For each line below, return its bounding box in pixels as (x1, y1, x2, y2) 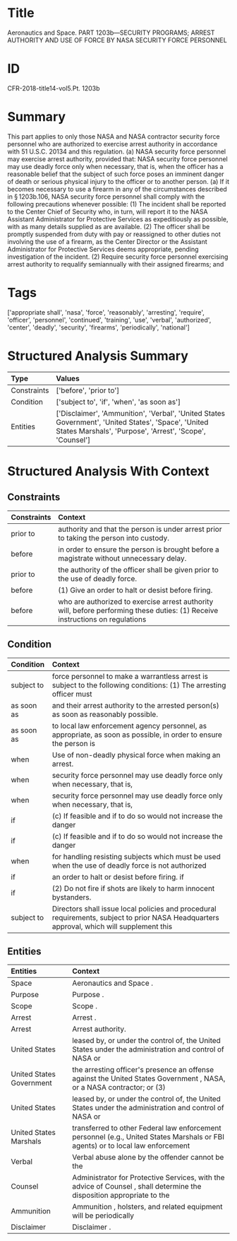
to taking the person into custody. (58, 532, 169, 542)
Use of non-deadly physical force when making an (51, 750, 221, 759)
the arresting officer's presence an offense (71, 1065, 214, 1075)
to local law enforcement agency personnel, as (51, 721, 207, 730)
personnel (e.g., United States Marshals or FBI (71, 1132, 224, 1142)
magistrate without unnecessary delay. (58, 553, 187, 563)
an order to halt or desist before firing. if (51, 872, 185, 882)
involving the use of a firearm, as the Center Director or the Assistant (7, 237, 207, 245)
